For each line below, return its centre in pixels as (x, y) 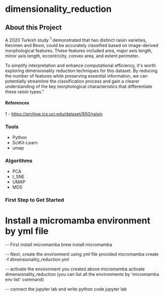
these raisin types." (25, 91)
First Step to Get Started (34, 200)
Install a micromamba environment (78, 220)
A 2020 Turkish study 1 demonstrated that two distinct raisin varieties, (76, 40)
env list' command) (25, 280)
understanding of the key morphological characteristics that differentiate (79, 86)
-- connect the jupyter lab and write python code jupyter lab (66, 289)
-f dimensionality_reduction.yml (37, 259)
